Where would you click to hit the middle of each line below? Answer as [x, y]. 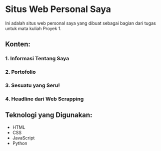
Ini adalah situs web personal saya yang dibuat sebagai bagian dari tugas [80, 23]
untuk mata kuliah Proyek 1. [33, 28]
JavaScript [23, 138]
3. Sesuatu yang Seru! [32, 85]
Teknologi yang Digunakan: [49, 115]
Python [20, 143]
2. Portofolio [20, 72]
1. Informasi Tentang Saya [37, 59]
